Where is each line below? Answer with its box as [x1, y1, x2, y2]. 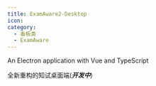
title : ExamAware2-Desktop [7, 10, 87, 18]
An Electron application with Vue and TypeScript [7, 56, 149, 65]
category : [7, 23, 37, 31]
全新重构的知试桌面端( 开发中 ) [7, 71, 94, 80]
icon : [7, 17, 23, 24]
